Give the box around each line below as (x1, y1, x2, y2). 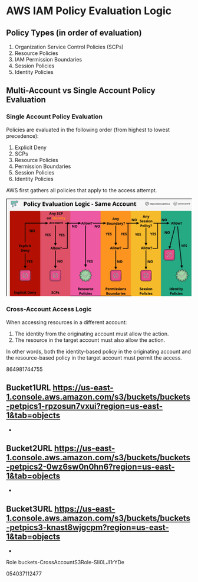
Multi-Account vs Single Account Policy (6, 86, 156, 96)
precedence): (6, 132, 39, 140)
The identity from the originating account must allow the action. (14, 330, 169, 337)
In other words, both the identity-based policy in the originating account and (6, 348, 192, 355)
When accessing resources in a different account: (6, 318, 127, 326)
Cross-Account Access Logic (6, 305, 92, 313)
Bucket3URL (6, 504, 53, 514)
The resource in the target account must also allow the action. (14, 336, 166, 344)
